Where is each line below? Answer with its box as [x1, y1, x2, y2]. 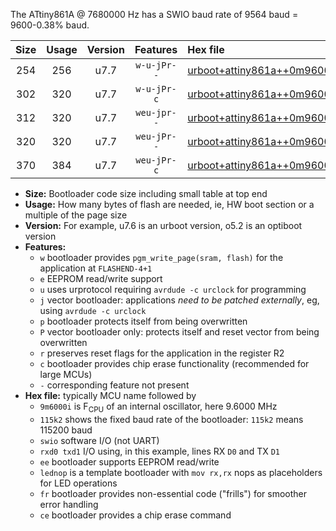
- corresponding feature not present [39, 379, 190, 391]
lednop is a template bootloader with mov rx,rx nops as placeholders [39, 466, 323, 478]
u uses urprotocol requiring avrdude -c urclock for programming [39, 284, 307, 295]
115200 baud [39, 424, 93, 436]
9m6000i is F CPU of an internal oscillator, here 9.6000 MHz [39, 400, 278, 414]
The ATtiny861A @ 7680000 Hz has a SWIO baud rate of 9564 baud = [10, 9, 299, 20]
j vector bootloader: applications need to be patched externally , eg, [39, 294, 320, 306]
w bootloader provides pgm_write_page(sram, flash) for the [39, 252, 284, 263]
